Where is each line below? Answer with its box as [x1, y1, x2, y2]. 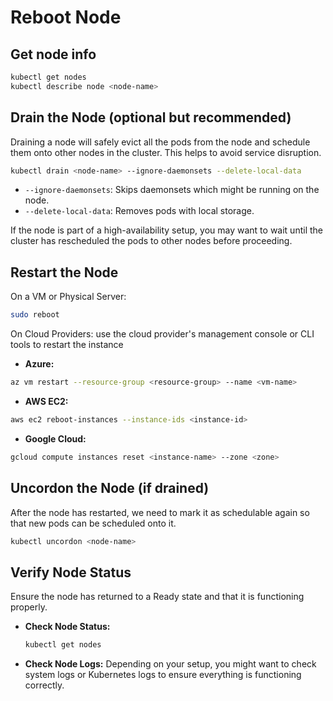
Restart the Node [10, 264, 119, 281]
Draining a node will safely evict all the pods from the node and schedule [10, 136, 311, 148]
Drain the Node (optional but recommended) [10, 109, 292, 126]
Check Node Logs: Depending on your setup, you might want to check [24, 658, 317, 670]
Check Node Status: [24, 621, 111, 633]
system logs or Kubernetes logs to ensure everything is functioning [24, 669, 302, 681]
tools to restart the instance [10, 339, 124, 351]
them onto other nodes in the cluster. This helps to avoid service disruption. [10, 146, 322, 158]
